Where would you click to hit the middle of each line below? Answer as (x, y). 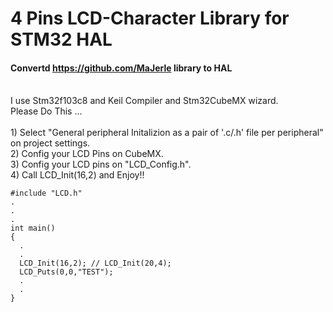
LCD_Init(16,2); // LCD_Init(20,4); (95, 263)
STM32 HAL (61, 39)
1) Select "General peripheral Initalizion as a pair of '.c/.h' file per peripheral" (167, 133)
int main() (33, 228)
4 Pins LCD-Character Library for (150, 18)
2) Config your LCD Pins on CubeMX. (87, 154)
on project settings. (50, 143)
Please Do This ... (46, 111)
